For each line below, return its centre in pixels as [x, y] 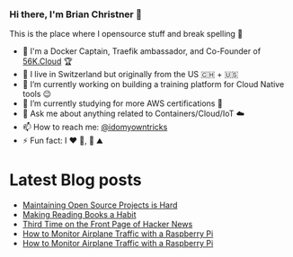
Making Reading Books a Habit [79, 215]
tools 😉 [37, 94]
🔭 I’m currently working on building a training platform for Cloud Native [153, 84]
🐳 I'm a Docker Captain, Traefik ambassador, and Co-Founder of [142, 51]
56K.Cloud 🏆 [47, 61]
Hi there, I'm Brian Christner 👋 [75, 14]
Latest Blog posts [75, 180]
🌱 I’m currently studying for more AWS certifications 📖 [122, 103]
